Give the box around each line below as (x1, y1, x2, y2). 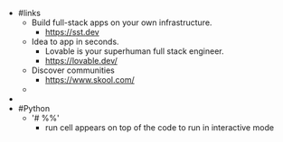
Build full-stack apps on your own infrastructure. (31, 17, 212, 28)
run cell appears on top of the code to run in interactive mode (44, 122, 274, 133)
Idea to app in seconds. (31, 36, 119, 47)
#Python (17, 103, 51, 113)
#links (17, 8, 41, 18)
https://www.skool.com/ (44, 75, 135, 84)
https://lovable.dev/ (44, 56, 118, 66)
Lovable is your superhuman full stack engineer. (44, 46, 224, 57)
